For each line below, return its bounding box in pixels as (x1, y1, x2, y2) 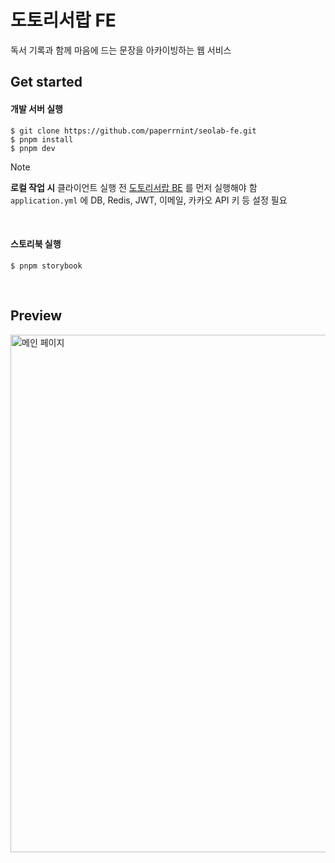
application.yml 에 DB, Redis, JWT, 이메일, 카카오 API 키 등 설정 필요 (10, 194, 288, 206)
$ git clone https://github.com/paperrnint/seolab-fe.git (10, 126, 257, 136)
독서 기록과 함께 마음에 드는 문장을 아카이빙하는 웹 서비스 (10, 44, 232, 56)
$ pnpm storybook (10, 261, 83, 271)
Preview (10, 307, 63, 325)
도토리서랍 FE (10, 9, 117, 32)
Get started (10, 74, 83, 91)
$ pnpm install (10, 134, 74, 145)
